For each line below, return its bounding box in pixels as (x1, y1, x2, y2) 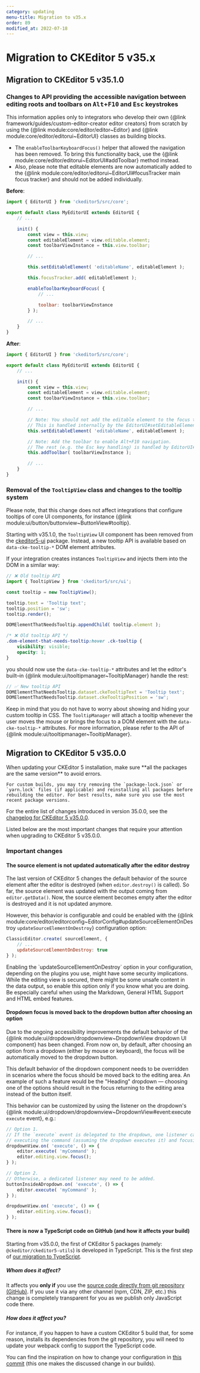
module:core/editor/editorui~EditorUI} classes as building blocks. (6, 132, 166, 140)
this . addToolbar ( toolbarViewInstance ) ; (27, 450, 132, 456)
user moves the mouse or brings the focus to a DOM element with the (6, 718, 177, 725)
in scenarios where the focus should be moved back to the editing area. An (6, 1071, 190, 1078)
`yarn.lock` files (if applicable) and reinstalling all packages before (6, 787, 193, 793)
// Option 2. (6, 1170, 39, 1176)
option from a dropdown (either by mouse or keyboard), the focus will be (6, 1047, 185, 1054)
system (6, 493, 29, 501)
